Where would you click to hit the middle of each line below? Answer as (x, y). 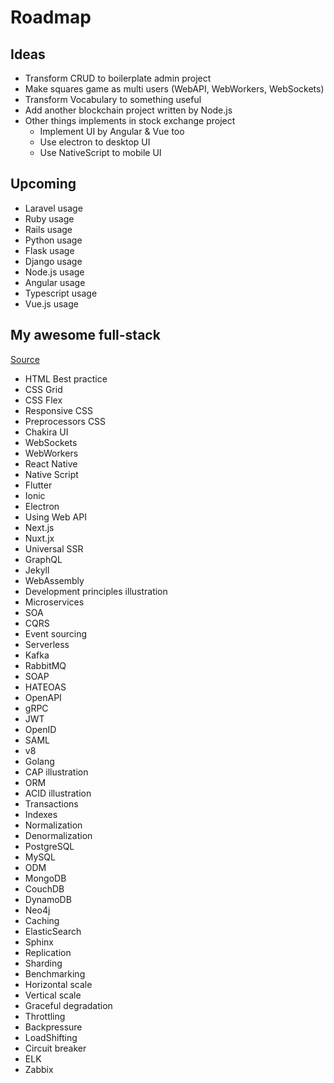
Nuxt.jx (39, 538)
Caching (42, 920)
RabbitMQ (45, 665)
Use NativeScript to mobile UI (100, 152)
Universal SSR (54, 548)
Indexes (41, 814)
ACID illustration (58, 793)
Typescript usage (61, 293)
